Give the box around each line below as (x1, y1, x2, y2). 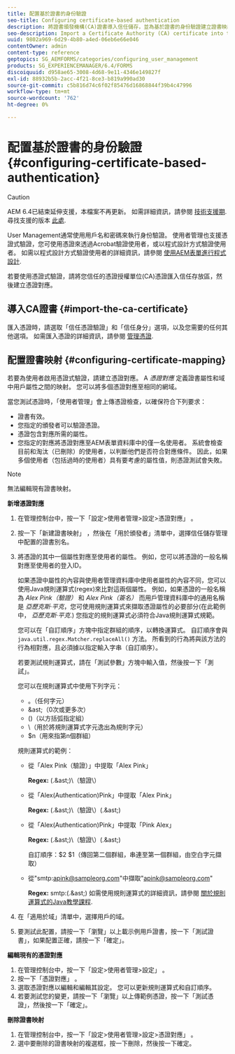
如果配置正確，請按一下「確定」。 (32, 936, 128, 944)
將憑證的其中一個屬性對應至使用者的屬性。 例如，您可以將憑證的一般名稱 (17, 553, 228, 561)
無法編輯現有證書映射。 (7, 484, 75, 493)
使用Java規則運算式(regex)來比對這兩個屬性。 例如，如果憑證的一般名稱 (17, 585, 226, 593)
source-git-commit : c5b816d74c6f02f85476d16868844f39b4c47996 (7, 82, 192, 89)
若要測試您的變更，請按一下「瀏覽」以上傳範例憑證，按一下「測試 (17, 992, 208, 1000)
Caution (7, 193, 30, 201)
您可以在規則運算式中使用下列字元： (17, 682, 122, 691)
